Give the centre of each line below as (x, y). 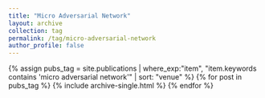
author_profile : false (46, 46)
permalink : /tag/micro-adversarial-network (82, 38)
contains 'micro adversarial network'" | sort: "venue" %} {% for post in (125, 77)
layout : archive (35, 23)
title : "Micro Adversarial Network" (69, 16)
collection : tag (35, 31)
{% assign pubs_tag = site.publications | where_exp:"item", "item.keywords (132, 68)
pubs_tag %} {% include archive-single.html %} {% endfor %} (111, 86)
